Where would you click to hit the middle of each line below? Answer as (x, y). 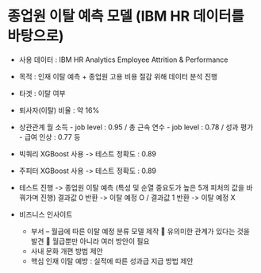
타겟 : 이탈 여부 (42, 93)
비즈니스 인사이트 (46, 214)
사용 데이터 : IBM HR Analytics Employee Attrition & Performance (123, 60)
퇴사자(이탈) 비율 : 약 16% (59, 110)
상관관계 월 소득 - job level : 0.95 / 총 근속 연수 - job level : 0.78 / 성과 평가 (136, 127)
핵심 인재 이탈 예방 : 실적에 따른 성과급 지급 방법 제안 (112, 261)
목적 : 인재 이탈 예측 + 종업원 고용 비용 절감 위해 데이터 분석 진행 (118, 76)
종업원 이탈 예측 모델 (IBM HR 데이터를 (126, 16)
